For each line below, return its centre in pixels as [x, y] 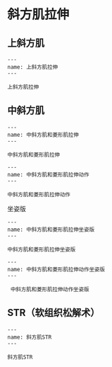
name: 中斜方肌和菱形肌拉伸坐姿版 [51, 230]
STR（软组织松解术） [54, 313]
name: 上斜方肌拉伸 [33, 67]
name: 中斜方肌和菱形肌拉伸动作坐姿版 [56, 269]
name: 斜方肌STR [30, 337]
